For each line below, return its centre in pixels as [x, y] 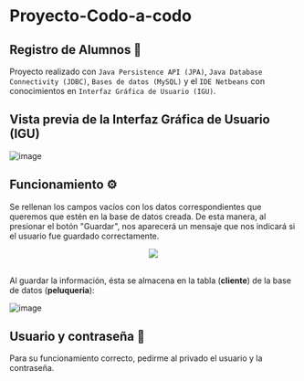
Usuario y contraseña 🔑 [77, 337]
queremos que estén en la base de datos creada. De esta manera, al [138, 217]
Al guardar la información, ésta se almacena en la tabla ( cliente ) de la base [151, 280]
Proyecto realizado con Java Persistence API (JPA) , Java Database [136, 71]
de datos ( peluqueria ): [52, 290]
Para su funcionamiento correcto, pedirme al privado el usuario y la [136, 358]
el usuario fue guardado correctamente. [84, 236]
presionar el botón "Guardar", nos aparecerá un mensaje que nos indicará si [152, 226]
